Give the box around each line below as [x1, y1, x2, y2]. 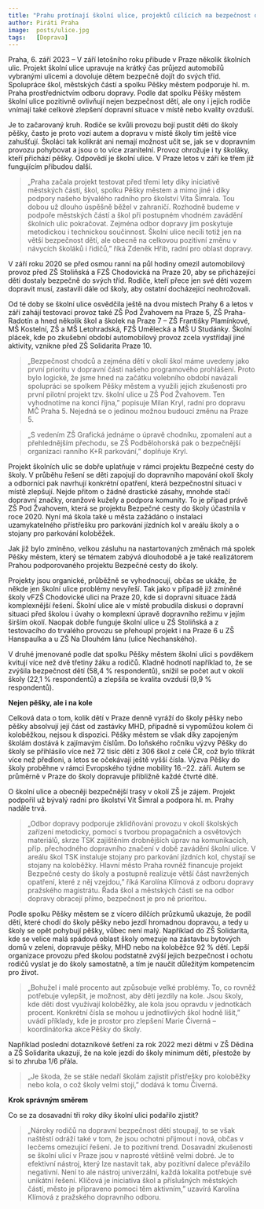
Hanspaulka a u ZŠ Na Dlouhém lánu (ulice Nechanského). [8, 634, 198, 644]
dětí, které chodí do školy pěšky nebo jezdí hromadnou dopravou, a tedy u [8, 918, 249, 927]
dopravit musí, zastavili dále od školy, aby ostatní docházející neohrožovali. [8, 284, 251, 294]
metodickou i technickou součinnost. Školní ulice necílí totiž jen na [27, 227, 242, 236]
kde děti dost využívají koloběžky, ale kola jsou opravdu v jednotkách [27, 999, 251, 1009]
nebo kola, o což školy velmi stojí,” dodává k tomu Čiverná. [27, 1080, 218, 1090]
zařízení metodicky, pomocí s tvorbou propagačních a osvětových [27, 827, 241, 837]
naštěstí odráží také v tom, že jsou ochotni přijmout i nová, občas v [27, 1134, 244, 1144]
